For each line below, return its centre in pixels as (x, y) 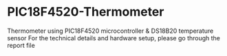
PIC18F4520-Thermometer (86, 12)
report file (21, 45)
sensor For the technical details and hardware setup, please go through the (114, 38)
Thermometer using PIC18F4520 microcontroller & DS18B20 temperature (110, 31)
